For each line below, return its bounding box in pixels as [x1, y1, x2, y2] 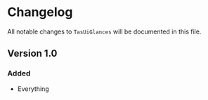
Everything [17, 85, 49, 93]
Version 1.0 [7, 48, 58, 59]
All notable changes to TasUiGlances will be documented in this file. [7, 27, 202, 36]
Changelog [7, 4, 73, 20]
